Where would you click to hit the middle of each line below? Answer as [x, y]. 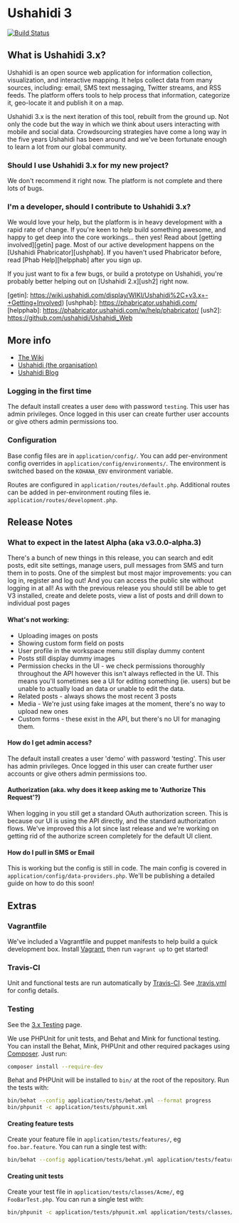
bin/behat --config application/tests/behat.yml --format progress [110, 1101]
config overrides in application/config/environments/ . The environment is [117, 463]
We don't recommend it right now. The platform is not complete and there [115, 181]
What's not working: [38, 620]
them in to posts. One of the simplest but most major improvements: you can [119, 573]
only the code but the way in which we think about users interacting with [114, 124]
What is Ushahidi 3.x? [57, 55]
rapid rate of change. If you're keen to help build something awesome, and [117, 230]
